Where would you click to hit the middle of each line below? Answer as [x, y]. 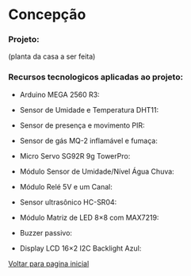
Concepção [47, 15]
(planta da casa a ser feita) [52, 56]
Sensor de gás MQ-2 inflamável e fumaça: [89, 140]
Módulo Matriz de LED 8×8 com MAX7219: [89, 217]
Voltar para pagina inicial [49, 263]
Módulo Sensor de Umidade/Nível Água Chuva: [97, 171]
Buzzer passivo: [46, 232]
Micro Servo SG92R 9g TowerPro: [75, 155]
